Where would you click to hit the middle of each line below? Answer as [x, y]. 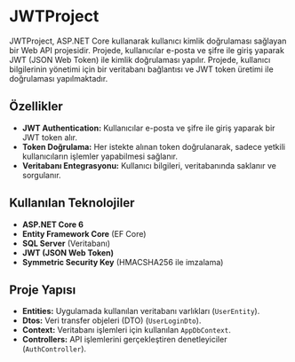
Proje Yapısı [43, 290]
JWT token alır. [50, 137]
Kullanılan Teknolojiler [72, 203]
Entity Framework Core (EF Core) [84, 233]
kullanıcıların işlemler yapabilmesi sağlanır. [100, 156]
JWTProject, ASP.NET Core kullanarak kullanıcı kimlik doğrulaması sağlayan [148, 41]
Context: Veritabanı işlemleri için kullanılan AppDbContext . [126, 330]
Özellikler [36, 107]
